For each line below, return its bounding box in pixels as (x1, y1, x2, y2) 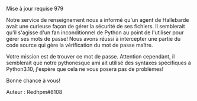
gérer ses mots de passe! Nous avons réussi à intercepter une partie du (6, 35, 181, 42)
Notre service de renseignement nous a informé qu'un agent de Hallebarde (6, 17, 189, 23)
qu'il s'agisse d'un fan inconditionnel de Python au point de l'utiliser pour (6, 29, 184, 36)
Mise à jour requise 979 (6, 5, 64, 12)
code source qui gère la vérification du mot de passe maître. (6, 41, 153, 48)
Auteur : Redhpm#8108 (6, 89, 63, 95)
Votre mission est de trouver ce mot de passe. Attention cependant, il (6, 53, 175, 60)
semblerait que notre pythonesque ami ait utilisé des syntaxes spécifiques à (6, 59, 191, 66)
